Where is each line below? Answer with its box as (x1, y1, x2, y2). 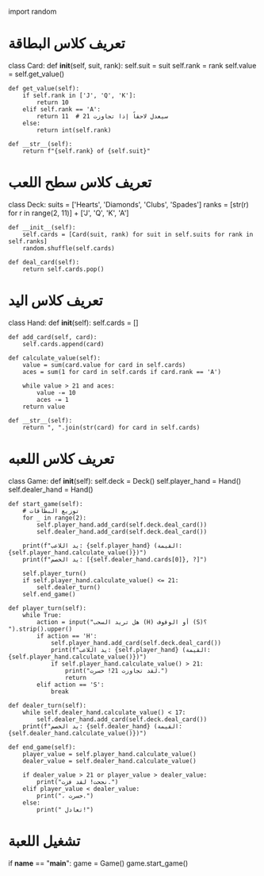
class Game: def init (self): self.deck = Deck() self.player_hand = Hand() (8, 476, 242, 485)
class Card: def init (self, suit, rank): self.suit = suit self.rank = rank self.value (8, 60, 257, 70)
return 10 (36, 98, 69, 106)
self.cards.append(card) (22, 340, 105, 348)
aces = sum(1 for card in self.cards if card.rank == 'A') (22, 368, 222, 376)
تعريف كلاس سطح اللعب (8, 174, 152, 191)
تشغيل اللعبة (8, 832, 81, 850)
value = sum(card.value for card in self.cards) (22, 361, 186, 369)
